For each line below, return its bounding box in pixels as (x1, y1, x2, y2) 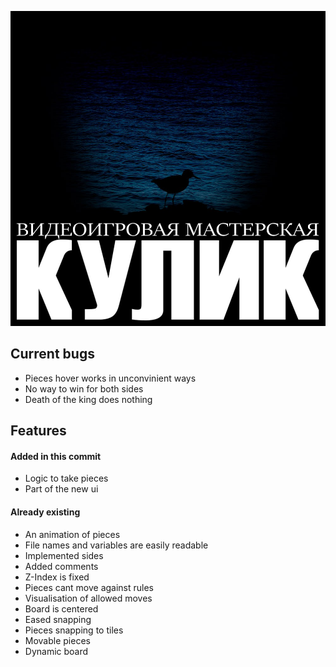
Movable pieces (24, 634, 91, 646)
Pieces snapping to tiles (24, 624, 124, 636)
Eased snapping (24, 613, 92, 625)
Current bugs (10, 346, 95, 363)
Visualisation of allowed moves (24, 592, 153, 604)
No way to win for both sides (24, 382, 144, 395)
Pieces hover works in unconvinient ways (24, 372, 197, 384)
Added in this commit (10, 450, 102, 462)
